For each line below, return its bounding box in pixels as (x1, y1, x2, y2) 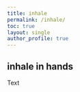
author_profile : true (7, 35, 69, 42)
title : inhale (7, 10, 48, 17)
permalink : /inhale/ (7, 16, 66, 23)
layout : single (7, 29, 51, 36)
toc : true (7, 22, 36, 29)
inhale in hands (7, 61, 74, 72)
